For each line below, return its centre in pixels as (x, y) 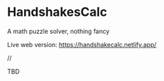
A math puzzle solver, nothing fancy (58, 31)
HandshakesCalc (57, 12)
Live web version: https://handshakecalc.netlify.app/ (82, 44)
